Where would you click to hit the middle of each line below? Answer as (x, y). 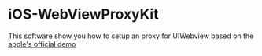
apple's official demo (42, 44)
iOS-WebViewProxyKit (83, 14)
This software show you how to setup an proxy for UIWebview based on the (131, 36)
